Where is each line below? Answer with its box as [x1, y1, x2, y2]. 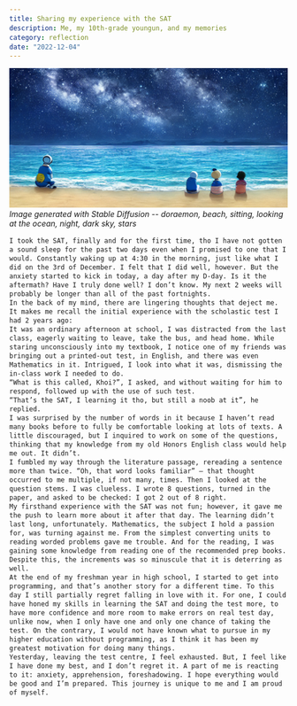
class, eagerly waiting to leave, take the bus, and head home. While [9, 334, 275, 343]
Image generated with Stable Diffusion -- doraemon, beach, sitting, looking [9, 209, 284, 220]
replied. [9, 405, 42, 414]
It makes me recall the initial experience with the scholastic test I [9, 307, 278, 316]
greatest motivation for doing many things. [9, 644, 176, 653]
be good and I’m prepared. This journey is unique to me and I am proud [9, 679, 283, 688]
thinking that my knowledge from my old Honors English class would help [9, 440, 287, 449]
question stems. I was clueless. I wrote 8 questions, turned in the [9, 485, 271, 493]
